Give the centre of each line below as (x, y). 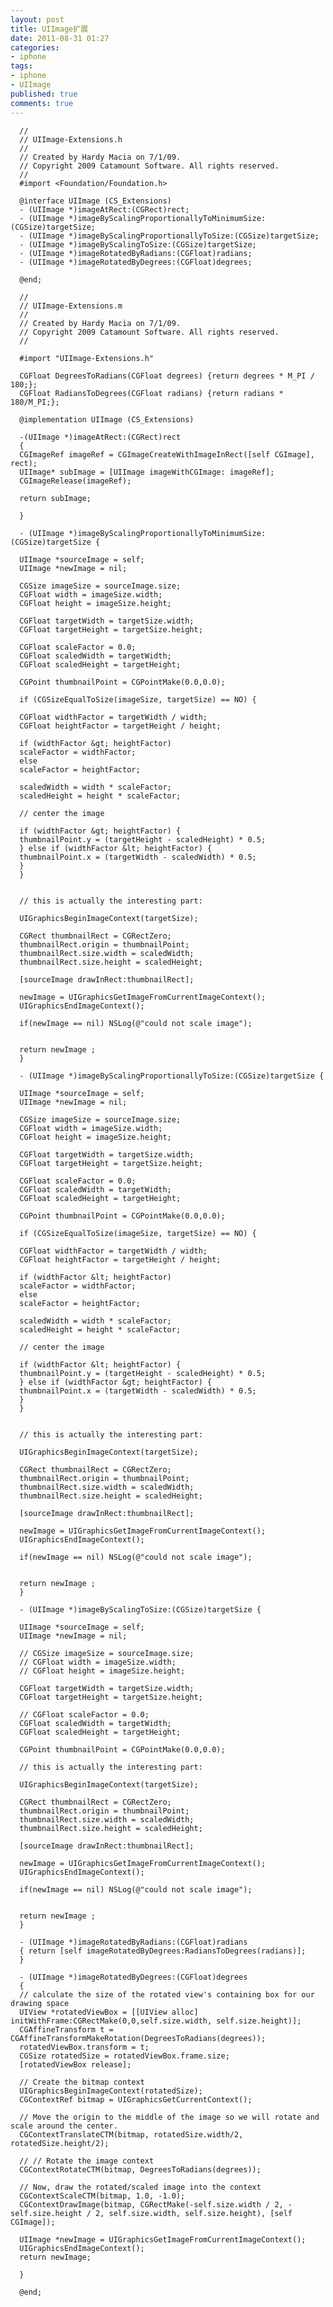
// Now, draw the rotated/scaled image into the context (140, 2187)
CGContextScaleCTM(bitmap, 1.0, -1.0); (102, 2196)
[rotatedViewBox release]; (75, 2064)
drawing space (40, 2003)
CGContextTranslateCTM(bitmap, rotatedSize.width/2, (131, 2134)
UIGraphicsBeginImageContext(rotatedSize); (111, 2091)
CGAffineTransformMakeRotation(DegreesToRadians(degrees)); (138, 2038)
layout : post (37, 19)
